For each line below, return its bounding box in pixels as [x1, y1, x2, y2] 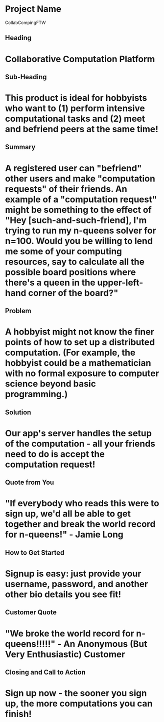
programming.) [5, 389, 68, 400]
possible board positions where [5, 267, 136, 277]
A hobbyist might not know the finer [5, 326, 155, 338]
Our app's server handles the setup [5, 428, 152, 439]
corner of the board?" [28, 287, 118, 298]
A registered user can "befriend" [5, 162, 142, 174]
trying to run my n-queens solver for [5, 225, 157, 236]
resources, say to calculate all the [5, 256, 145, 267]
